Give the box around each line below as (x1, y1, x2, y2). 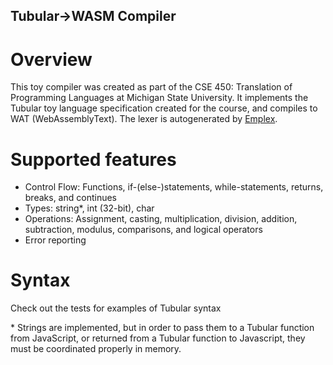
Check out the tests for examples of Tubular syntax (10, 302, 222, 314)
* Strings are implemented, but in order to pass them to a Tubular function (10, 322, 315, 334)
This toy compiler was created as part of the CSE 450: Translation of (10, 81, 293, 93)
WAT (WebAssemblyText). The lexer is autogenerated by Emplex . (10, 113, 278, 125)
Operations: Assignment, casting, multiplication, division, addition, (24, 213, 298, 225)
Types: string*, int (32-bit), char (24, 202, 155, 214)
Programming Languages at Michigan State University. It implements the (10, 92, 309, 104)
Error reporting (24, 234, 87, 246)
